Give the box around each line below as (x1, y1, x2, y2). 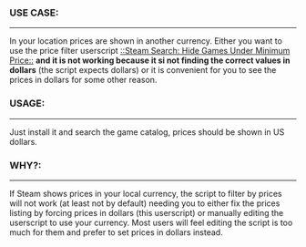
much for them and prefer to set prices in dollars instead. (9, 226, 223, 238)
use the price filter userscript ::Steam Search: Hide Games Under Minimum (9, 46, 291, 57)
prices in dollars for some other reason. (9, 75, 158, 86)
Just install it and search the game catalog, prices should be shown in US (9, 126, 285, 138)
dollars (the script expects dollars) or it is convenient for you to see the (9, 65, 277, 76)
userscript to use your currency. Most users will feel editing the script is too (9, 217, 293, 228)
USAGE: (9, 98, 46, 110)
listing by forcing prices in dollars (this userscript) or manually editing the (9, 207, 284, 218)
